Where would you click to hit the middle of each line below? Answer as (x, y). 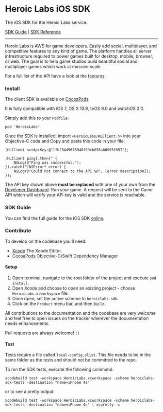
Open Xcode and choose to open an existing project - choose (74, 288)
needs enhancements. (27, 323)
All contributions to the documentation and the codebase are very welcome (81, 313)
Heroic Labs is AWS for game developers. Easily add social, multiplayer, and (81, 46)
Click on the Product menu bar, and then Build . (59, 304)
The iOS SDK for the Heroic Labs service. (46, 22)
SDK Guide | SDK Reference (33, 32)
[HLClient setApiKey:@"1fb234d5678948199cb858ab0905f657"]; (67, 150)
